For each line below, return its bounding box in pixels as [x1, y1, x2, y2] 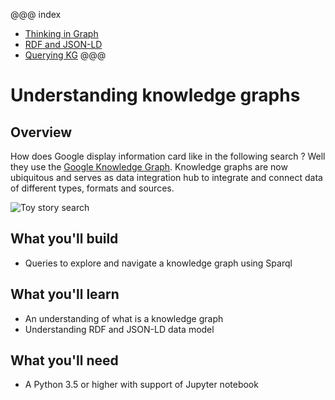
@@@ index [10, 9, 62, 20]
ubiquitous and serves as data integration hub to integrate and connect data [10, 172, 323, 183]
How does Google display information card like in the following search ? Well [10, 150, 326, 162]
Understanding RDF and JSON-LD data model [24, 323, 215, 335]
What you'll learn [10, 286, 120, 303]
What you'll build [10, 230, 119, 248]
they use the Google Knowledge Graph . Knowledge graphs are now [10, 161, 288, 173]
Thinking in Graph [24, 28, 99, 39]
